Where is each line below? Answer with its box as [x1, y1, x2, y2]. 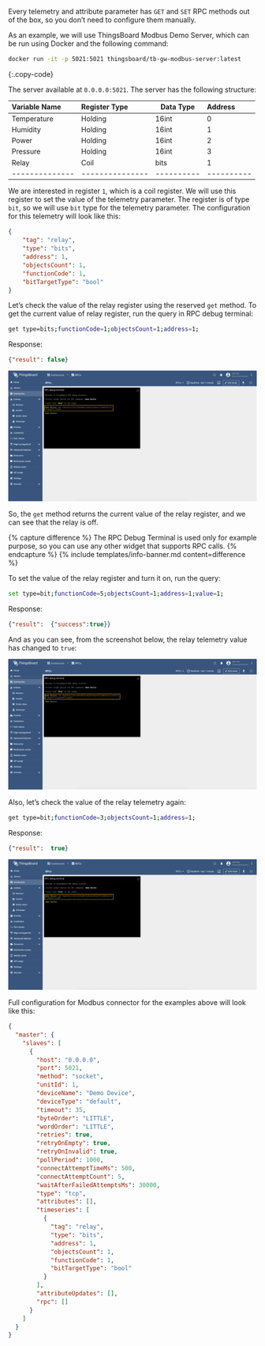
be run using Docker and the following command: [8, 39, 169, 48]
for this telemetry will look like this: [8, 211, 121, 221]
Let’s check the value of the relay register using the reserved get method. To [8, 301, 257, 310]
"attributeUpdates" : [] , [36, 1290, 118, 1298]
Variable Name [11, 102, 62, 112]
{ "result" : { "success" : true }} [8, 620, 111, 628]
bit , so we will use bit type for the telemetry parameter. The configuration [8, 203, 251, 213]
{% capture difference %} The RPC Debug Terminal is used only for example [8, 533, 257, 543]
